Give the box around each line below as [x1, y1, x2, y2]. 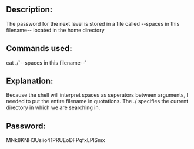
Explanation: [6, 76, 53, 86]
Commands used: [6, 43, 72, 53]
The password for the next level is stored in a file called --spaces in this [6, 20, 180, 27]
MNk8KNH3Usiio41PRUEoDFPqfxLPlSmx [6, 137, 105, 144]
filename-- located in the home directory [6, 26, 105, 33]
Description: [6, 5, 53, 15]
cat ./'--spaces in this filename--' [6, 59, 87, 66]
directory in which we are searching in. [6, 104, 101, 111]
